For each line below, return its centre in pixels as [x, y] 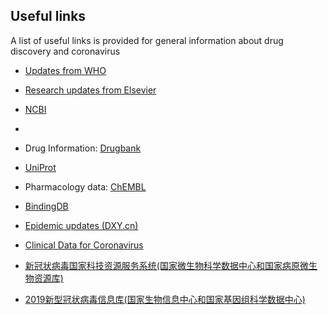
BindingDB [46, 206]
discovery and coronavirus [65, 51]
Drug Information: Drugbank [83, 148]
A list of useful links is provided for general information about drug [147, 40]
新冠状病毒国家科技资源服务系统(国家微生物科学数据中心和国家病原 [162, 265]
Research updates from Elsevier [90, 90]
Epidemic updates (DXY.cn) [81, 225]
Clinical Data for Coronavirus [84, 245]
